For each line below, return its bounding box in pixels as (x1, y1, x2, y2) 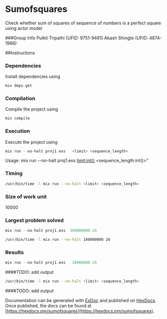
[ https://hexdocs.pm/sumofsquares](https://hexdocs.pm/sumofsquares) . (5, 308, 155, 314)
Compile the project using (5, 106, 58, 112)
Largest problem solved (5, 216, 64, 223)
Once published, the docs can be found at (5, 303, 92, 309)
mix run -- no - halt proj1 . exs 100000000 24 (5, 228, 97, 233)
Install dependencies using (5, 74, 61, 80)
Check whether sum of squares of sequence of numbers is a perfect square (5, 20, 162, 26)
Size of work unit (5, 193, 47, 200)
